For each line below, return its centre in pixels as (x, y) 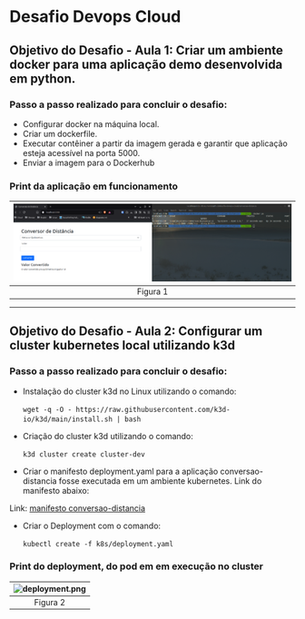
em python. (43, 79)
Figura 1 (152, 291)
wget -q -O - (47, 409)
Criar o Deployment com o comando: (92, 526)
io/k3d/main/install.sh (68, 419)
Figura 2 (50, 602)
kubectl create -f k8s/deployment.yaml (98, 544)
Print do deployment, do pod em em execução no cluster (137, 566)
